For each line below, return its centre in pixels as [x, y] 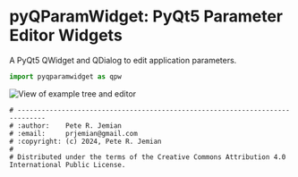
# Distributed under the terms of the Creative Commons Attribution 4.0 [148, 157]
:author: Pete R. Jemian [70, 126]
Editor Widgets [66, 35]
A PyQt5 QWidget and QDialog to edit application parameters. [123, 60]
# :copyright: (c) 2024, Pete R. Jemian [86, 141]
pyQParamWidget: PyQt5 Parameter [146, 17]
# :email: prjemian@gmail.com [74, 133]
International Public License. [68, 164]
